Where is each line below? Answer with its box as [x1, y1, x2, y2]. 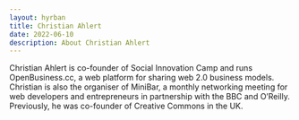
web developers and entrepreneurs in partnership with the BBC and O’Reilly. [9, 91, 291, 102]
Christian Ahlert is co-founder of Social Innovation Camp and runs [9, 63, 253, 73]
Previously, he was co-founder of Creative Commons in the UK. [9, 100, 243, 112]
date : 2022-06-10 [9, 30, 74, 39]
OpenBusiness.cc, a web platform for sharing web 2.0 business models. [9, 73, 275, 83]
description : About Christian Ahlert [9, 38, 150, 47]
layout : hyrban [9, 13, 66, 22]
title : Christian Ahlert [9, 21, 102, 30]
